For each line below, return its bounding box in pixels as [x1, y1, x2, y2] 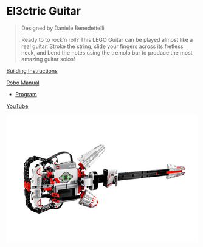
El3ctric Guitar [6, 4, 81, 18]
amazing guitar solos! [21, 55, 75, 63]
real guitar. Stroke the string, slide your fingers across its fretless [21, 42, 184, 50]
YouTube [6, 102, 29, 110]
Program [15, 90, 38, 98]
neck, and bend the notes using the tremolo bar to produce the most [21, 49, 193, 56]
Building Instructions [6, 67, 58, 74]
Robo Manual [6, 79, 40, 86]
